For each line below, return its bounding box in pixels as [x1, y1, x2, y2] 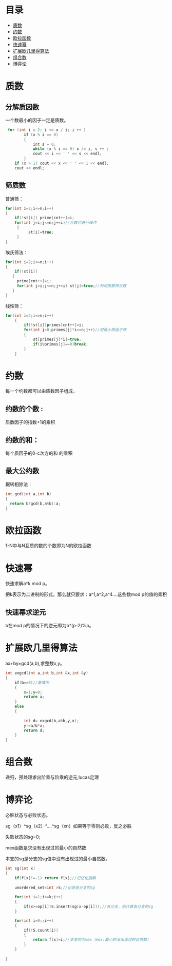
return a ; [24, 694, 45, 700]
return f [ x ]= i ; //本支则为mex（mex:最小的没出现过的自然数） [32, 937, 151, 942]
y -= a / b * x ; [24, 723, 45, 728]
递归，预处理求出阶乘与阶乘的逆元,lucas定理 [5, 774, 99, 780]
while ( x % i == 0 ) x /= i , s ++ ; [32, 146, 109, 151]
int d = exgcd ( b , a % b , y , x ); [24, 718, 80, 723]
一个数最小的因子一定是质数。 [5, 117, 68, 123]
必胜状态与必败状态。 [5, 812, 50, 818]
